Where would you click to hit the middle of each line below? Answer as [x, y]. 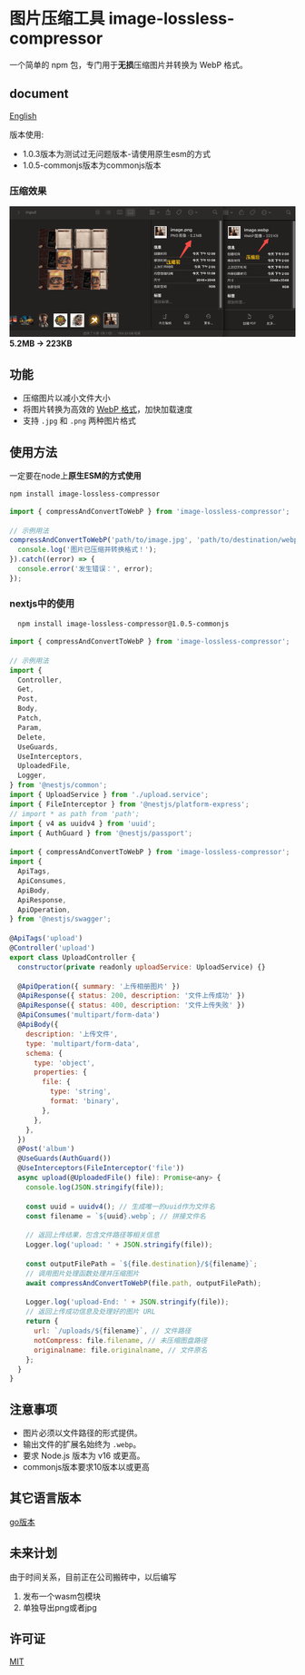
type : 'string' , [80, 1092]
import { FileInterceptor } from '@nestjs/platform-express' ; [129, 804]
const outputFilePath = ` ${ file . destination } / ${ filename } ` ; [142, 1264]
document [39, 94]
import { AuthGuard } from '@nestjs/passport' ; [101, 833]
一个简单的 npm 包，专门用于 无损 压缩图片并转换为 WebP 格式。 [128, 64]
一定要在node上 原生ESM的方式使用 [76, 475]
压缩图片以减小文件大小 [66, 398]
